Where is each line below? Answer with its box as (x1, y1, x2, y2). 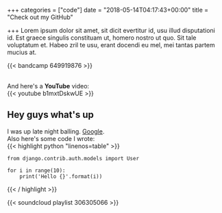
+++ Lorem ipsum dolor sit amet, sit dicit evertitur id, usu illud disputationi (7, 27, 216, 34)
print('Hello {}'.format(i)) (19, 173, 103, 180)
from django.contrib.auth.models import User (7, 155, 139, 162)
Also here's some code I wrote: (7, 134, 95, 142)
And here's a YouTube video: (7, 82, 90, 90)
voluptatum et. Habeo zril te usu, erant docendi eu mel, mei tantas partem (7, 41, 216, 49)
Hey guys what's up (7, 109, 94, 121)
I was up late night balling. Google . (7, 127, 105, 136)
